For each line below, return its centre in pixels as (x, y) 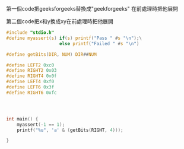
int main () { (22, 119)
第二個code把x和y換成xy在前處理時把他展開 (60, 21)
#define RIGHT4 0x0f (32, 76)
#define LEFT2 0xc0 (30, 65)
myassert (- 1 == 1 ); (41, 124)
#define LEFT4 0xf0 (30, 82)
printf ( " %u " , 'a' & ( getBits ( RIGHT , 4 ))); (70, 130)
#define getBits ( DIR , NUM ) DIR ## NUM (51, 54)
